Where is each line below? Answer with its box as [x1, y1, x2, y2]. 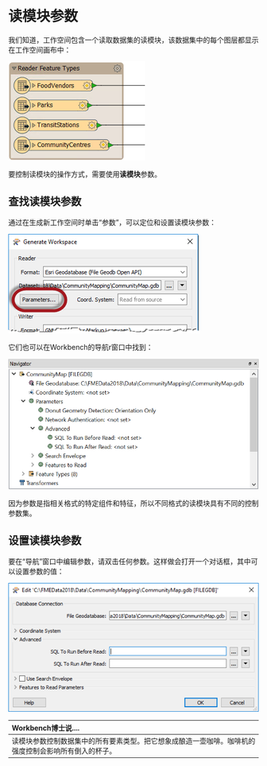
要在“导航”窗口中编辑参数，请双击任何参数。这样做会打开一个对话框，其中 [8, 556, 252, 566]
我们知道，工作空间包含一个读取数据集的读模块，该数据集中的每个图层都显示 [8, 35, 259, 45]
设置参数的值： [14, 566, 64, 576]
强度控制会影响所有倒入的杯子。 [11, 746, 117, 756]
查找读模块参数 [8, 195, 82, 208]
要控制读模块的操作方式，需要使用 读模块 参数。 [8, 169, 161, 179]
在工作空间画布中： [8, 45, 72, 54]
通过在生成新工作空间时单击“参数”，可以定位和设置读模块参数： [8, 217, 217, 227]
